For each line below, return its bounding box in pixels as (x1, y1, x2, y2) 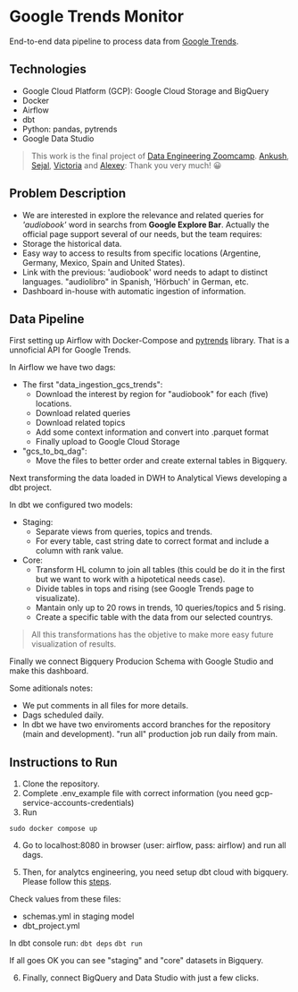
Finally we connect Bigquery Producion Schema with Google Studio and (9, 656, 274, 667)
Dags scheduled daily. (21, 709, 104, 721)
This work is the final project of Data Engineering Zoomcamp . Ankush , (30, 150, 290, 161)
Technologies (9, 62, 87, 77)
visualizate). (35, 593, 80, 604)
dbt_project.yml (21, 920, 80, 931)
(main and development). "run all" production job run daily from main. (21, 729, 278, 740)
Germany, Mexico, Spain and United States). (21, 257, 186, 267)
